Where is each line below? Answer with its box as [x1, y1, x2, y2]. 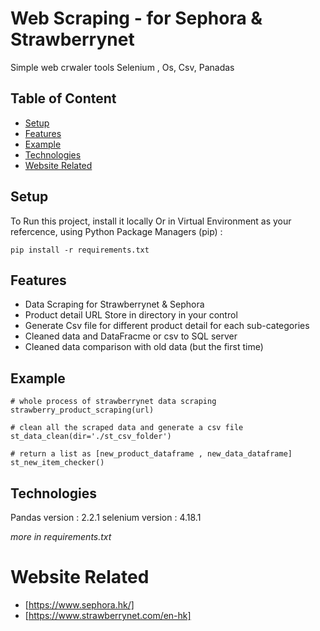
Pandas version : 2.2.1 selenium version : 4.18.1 [10, 512, 202, 523]
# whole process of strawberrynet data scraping [10, 397, 217, 407]
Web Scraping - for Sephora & [10, 7, 263, 30]
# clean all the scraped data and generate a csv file [10, 423, 244, 433]
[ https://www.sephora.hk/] [24, 598, 135, 611]
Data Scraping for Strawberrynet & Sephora [24, 298, 205, 311]
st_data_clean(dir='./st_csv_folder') [10, 432, 172, 442]
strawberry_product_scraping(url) [10, 405, 155, 416]
